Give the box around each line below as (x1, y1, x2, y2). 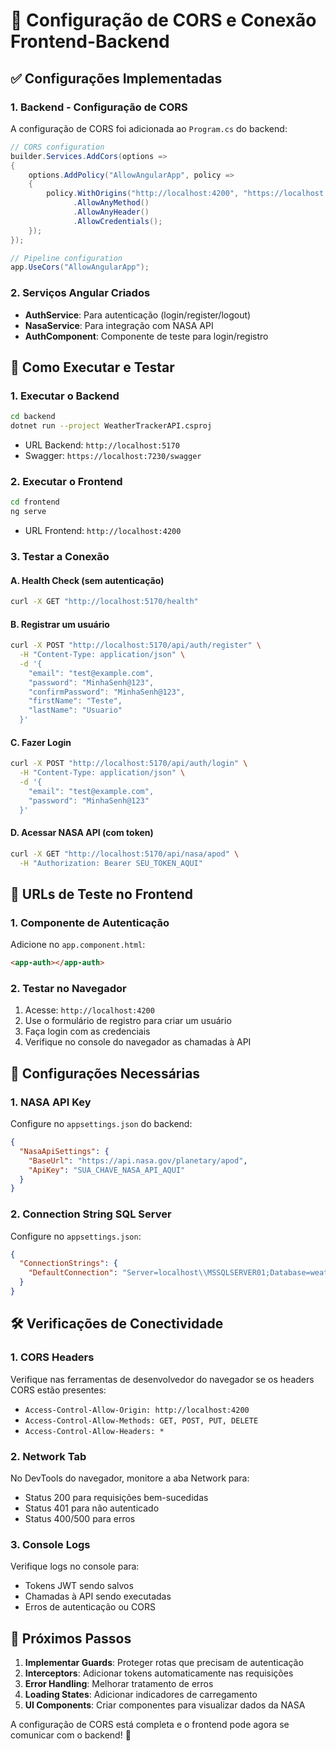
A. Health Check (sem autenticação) (10, 574, 165, 586)
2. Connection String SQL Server (10, 1207, 172, 1221)
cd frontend (10, 497, 60, 508)
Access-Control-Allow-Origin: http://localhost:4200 (24, 1405, 250, 1415)
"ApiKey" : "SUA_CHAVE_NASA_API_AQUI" (28, 1165, 186, 1175)
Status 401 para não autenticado (24, 1502, 160, 1514)
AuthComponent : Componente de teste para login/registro (24, 330, 269, 342)
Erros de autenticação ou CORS (24, 1601, 156, 1613)
